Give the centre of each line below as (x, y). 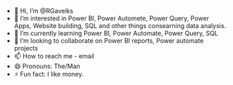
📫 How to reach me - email (54, 56)
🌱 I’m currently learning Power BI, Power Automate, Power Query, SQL (116, 33)
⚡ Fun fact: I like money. (49, 74)
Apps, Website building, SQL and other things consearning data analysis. (120, 26)
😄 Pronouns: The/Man (47, 66)
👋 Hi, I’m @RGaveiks (43, 11)
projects (26, 48)
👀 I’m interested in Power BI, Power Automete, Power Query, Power (112, 18)
